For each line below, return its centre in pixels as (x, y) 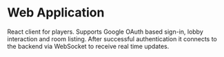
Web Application (56, 13)
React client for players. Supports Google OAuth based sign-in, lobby (105, 32)
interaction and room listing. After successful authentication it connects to (112, 38)
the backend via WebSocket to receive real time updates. (88, 46)
